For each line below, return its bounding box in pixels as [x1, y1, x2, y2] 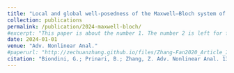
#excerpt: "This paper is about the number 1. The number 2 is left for [7, 29, 223, 37]
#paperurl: [7, 49, 39, 56]
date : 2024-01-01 [7, 36, 58, 43]
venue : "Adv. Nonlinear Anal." [7, 42, 98, 49]
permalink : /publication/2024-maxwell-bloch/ [7, 23, 141, 30]
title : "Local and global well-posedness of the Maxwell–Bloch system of [7, 10, 226, 17]
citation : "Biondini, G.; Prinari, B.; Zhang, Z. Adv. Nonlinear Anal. [7, 56, 219, 63]
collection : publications [7, 17, 82, 24]
